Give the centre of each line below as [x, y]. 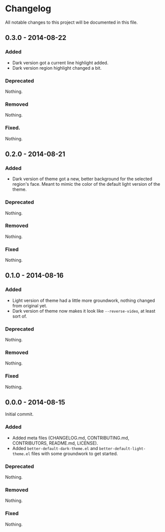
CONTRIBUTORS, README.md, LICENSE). [55, 443]
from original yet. [30, 306]
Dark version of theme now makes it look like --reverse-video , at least [84, 311]
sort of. [20, 316]
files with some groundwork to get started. [75, 453]
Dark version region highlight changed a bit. [57, 68]
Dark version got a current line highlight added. [60, 63]
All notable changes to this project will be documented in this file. [72, 22]
